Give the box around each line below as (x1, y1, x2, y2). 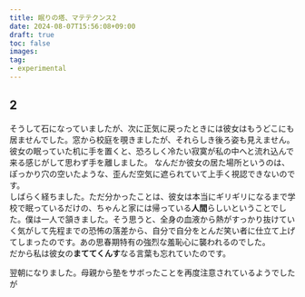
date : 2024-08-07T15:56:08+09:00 (9, 22, 136, 31)
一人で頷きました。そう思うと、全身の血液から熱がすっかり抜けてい (40, 213, 295, 224)
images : (9, 47, 39, 56)
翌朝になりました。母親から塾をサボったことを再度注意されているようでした (9, 267, 296, 278)
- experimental (9, 64, 67, 74)
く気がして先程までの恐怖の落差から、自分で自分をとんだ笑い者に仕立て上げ (9, 224, 296, 236)
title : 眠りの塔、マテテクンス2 (9, 13, 116, 23)
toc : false (9, 38, 51, 48)
